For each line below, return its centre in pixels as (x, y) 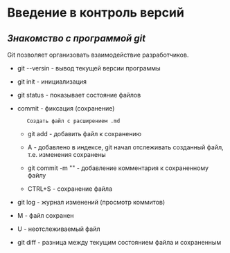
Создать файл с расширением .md (73, 121)
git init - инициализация (52, 82)
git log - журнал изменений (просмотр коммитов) (91, 202)
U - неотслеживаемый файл (59, 229)
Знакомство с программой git (77, 38)
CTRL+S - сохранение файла (70, 189)
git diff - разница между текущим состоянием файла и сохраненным (119, 242)
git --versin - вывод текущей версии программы (89, 68)
